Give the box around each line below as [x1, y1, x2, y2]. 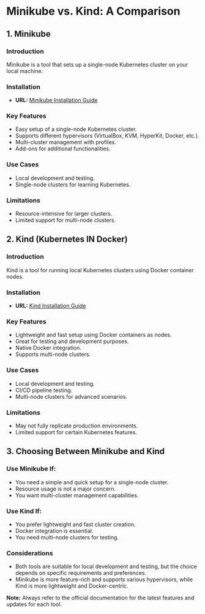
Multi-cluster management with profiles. [15, 139, 117, 146]
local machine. [6, 67, 43, 75]
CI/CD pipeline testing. [15, 387, 72, 394]
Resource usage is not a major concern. [15, 485, 116, 492]
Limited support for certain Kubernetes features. [15, 428, 138, 435]
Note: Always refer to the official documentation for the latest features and [6, 594, 195, 602]
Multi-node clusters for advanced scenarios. [15, 393, 128, 400]
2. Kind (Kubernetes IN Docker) [6, 234, 128, 245]
